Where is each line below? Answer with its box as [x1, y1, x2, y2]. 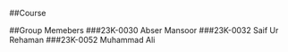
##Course [9, 8, 47, 18]
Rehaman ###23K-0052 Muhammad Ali [9, 35, 156, 45]
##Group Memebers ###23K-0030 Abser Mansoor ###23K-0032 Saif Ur [9, 25, 279, 35]
